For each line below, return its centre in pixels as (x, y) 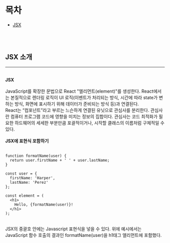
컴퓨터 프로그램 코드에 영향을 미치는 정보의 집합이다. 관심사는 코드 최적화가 (84, 116)
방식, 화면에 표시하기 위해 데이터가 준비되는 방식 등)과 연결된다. (77, 104)
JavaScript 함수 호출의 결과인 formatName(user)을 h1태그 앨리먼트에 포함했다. (83, 235)
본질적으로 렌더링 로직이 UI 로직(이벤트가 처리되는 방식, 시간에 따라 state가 (84, 97)
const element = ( (25, 195)
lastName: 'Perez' (29, 182)
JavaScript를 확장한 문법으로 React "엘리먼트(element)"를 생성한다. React (79, 91)
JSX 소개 (19, 57)
